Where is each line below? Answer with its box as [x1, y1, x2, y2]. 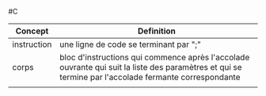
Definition [137, 25, 176, 36]
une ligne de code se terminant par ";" [59, 39, 202, 50]
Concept [15, 25, 49, 36]
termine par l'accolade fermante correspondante [59, 71, 241, 83]
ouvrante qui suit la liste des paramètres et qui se [59, 62, 243, 72]
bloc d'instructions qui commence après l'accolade [59, 52, 250, 63]
